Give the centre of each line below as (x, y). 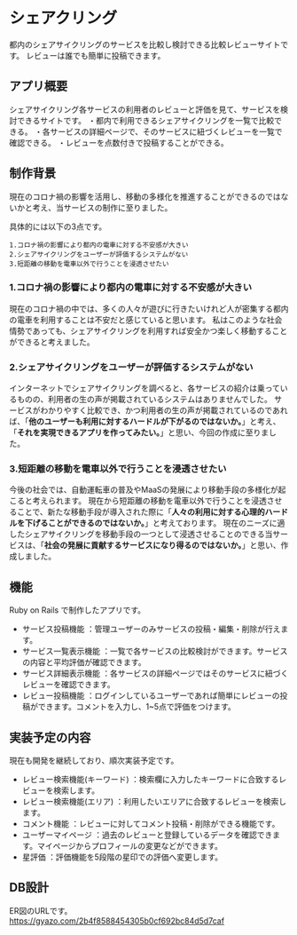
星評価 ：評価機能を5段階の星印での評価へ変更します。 (122, 857)
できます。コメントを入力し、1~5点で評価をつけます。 (137, 707)
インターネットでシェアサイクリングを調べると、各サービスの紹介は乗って (145, 388)
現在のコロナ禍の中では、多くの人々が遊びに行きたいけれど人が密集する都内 (149, 308)
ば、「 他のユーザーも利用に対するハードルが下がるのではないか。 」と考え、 (145, 422)
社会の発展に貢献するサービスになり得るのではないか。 (143, 545)
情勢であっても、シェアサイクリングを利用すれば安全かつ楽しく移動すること (148, 330)
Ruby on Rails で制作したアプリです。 (78, 610)
